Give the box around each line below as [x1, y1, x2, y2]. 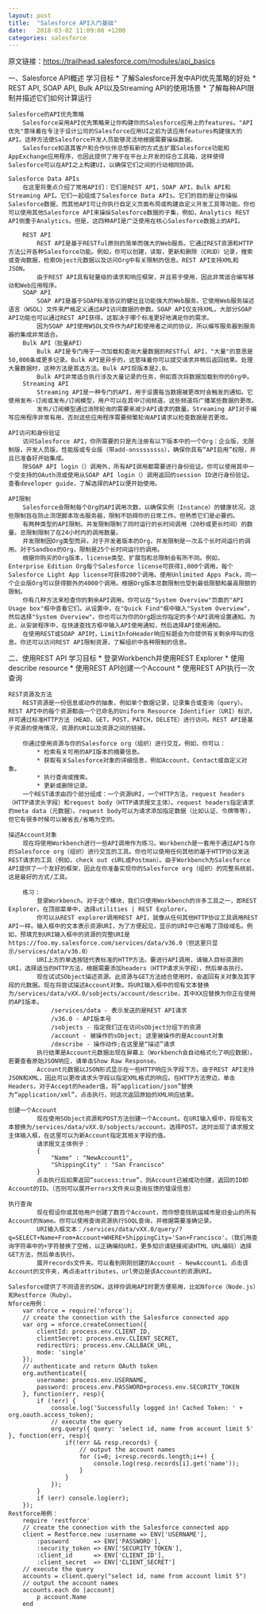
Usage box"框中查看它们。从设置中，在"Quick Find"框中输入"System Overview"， [8, 605, 254, 613]
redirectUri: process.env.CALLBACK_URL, [37, 1342, 172, 1350]
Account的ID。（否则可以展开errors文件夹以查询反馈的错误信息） [8, 1184, 195, 1193]
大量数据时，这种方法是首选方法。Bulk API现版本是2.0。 [8, 364, 172, 373]
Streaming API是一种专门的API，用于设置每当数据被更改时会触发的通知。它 [37, 388, 253, 397]
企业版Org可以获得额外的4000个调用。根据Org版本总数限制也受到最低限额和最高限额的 [13, 580, 256, 587]
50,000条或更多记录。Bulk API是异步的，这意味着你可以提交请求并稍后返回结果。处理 [8, 356, 253, 364]
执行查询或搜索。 [43, 773, 91, 782]
